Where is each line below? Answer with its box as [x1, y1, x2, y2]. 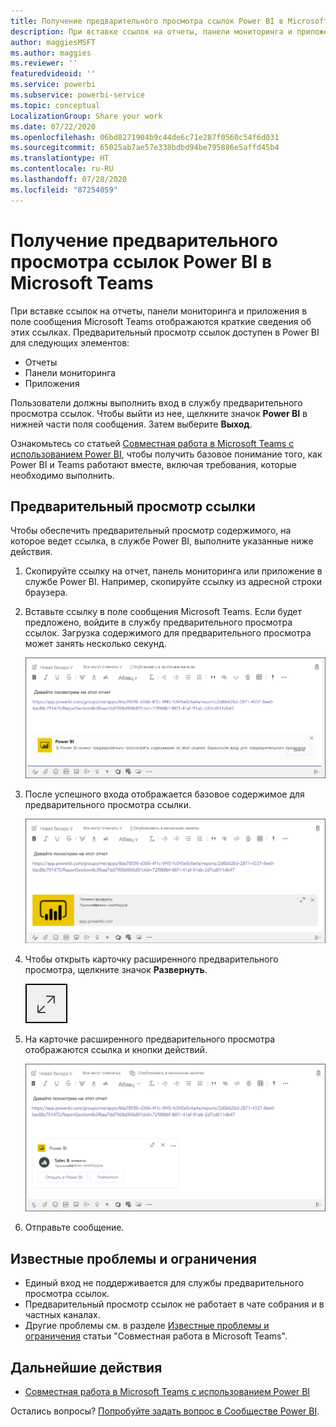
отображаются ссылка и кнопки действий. [24, 1043, 208, 1055]
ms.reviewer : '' [10, 58, 78, 69]
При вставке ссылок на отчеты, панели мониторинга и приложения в [10, 305, 308, 317]
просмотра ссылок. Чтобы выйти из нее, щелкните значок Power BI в [10, 407, 308, 419]
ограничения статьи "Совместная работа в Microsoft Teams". [24, 1330, 288, 1342]
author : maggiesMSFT [10, 37, 97, 47]
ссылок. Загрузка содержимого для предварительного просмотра [24, 627, 312, 639]
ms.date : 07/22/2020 [10, 121, 97, 132]
